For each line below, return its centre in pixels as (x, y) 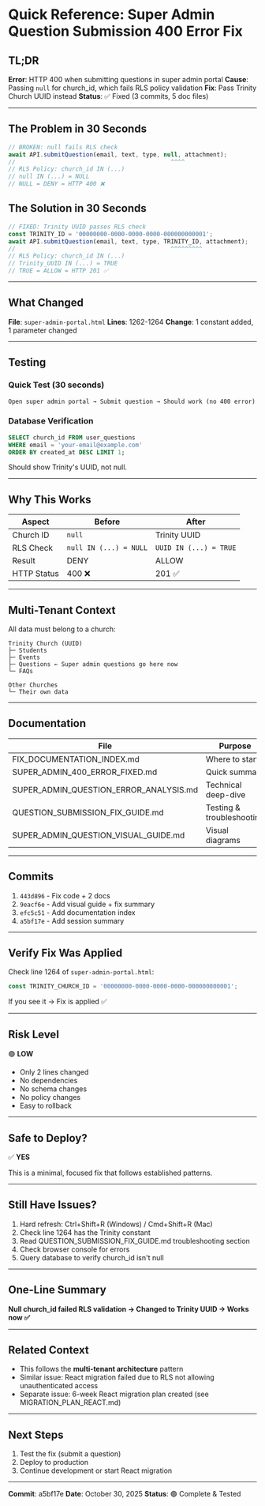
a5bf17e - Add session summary (72, 921)
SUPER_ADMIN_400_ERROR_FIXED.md (85, 772)
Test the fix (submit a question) (70, 1454)
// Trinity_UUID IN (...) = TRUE (63, 264)
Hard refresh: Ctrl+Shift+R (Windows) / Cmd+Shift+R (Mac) (116, 1224)
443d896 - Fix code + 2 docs (65, 895)
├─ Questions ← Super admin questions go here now (93, 665)
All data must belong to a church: (62, 629)
